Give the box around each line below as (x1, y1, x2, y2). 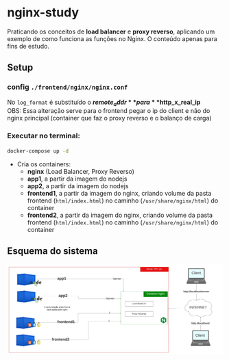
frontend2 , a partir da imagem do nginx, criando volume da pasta (27, 211, 213, 219)
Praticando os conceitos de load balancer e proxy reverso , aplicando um (7, 27, 215, 36)
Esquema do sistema (7, 245, 98, 257)
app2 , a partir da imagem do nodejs (27, 181, 129, 190)
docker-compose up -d (7, 147, 69, 155)
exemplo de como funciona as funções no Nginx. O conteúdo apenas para (7, 34, 217, 42)
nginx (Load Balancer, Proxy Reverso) (27, 167, 135, 175)
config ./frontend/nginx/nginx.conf (7, 82, 128, 92)
